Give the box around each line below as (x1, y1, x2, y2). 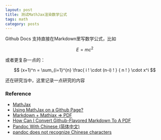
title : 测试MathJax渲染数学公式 (5, 12, 67, 17)
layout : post (5, 7, 33, 13)
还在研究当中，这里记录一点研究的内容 (5, 77, 85, 83)
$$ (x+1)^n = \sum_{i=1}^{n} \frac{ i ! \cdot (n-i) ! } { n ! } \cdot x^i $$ (13, 67, 156, 73)
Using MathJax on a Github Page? (12, 107, 84, 113)
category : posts (5, 21, 39, 27)
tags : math (5, 17, 28, 22)
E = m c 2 (76, 46, 94, 53)
